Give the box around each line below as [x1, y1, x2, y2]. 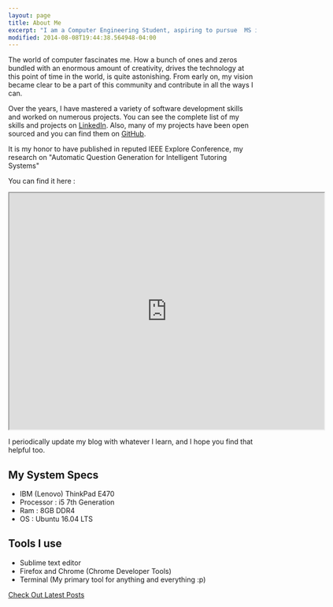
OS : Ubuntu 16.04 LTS [19, 514, 93, 524]
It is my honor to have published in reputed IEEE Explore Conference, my [8, 144, 244, 154]
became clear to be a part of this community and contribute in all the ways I [8, 80, 253, 90]
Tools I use [8, 537, 62, 550]
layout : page [8, 11, 51, 20]
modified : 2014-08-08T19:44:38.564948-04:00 [8, 33, 157, 42]
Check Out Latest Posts [8, 590, 85, 599]
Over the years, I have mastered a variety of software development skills [8, 104, 243, 114]
